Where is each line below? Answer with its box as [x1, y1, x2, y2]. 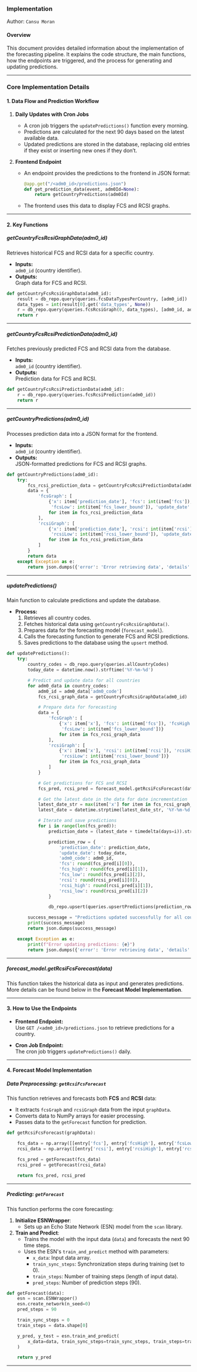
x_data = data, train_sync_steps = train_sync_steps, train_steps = [27, 1339, 185, 1345]
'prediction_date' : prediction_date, [58, 844, 151, 850]
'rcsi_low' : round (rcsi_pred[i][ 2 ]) [58, 888, 148, 894]
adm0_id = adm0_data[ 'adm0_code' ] [37, 688, 122, 694]
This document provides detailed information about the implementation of [6, 44, 184, 51]
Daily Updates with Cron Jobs [15, 111, 89, 118]
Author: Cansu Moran [6, 18, 55, 25]
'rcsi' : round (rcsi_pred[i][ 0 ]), [58, 877, 141, 883]
